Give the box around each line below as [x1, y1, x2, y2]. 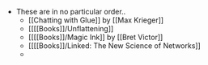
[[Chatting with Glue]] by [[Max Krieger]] [28, 15, 164, 25]
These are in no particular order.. [15, 7, 126, 16]
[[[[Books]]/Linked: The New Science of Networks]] [28, 41, 201, 51]
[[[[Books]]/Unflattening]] [28, 24, 114, 33]
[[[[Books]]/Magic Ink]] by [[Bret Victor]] [28, 32, 163, 42]
